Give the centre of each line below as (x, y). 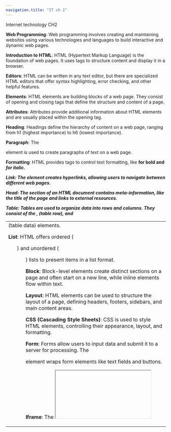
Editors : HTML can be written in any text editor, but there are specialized (82, 76)
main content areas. (49, 308)
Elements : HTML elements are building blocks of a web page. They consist (84, 96)
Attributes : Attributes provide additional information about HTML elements (84, 112)
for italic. (16, 167)
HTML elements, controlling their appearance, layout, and (94, 326)
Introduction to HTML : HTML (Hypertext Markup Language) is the (75, 55)
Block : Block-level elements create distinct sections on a (94, 271)
